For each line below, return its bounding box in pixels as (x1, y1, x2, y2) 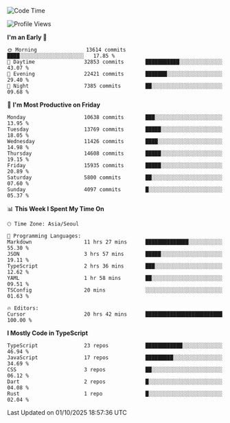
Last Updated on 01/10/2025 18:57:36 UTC (7, 409, 127, 416)
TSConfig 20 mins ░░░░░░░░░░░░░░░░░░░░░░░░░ (7, 287, 223, 294)
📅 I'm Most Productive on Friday (7, 100, 101, 109)
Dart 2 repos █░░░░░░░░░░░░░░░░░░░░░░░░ (7, 378, 223, 385)
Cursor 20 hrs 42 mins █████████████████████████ (7, 311, 223, 318)
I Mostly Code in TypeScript (7, 329, 88, 337)
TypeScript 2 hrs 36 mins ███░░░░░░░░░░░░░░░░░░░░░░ (7, 263, 223, 270)
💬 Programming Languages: (7, 232, 81, 239)
